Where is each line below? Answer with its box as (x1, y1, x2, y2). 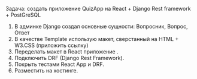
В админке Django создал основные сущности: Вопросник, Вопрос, (14, 23, 188, 30)
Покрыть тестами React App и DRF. (14, 61, 104, 68)
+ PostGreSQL (5, 11, 41, 18)
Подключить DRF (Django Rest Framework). (14, 55, 125, 61)
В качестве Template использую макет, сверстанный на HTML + (14, 36, 179, 42)
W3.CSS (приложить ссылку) (14, 42, 89, 49)
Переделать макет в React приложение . (14, 48, 119, 55)
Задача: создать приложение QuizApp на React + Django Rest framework (5, 5, 191, 12)
